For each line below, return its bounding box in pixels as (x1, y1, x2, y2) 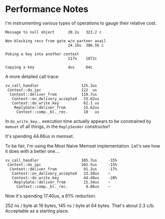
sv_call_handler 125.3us (5, 83, 97, 88)
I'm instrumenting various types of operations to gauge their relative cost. (5, 20, 157, 26)
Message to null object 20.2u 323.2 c (5, 29, 101, 34)
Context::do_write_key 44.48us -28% (11, 175, 117, 180)
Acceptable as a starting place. (5, 207, 69, 213)
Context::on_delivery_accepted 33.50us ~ (11, 171, 111, 176)
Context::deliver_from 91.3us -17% (9, 166, 117, 171)
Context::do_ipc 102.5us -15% (7, 162, 117, 167)
